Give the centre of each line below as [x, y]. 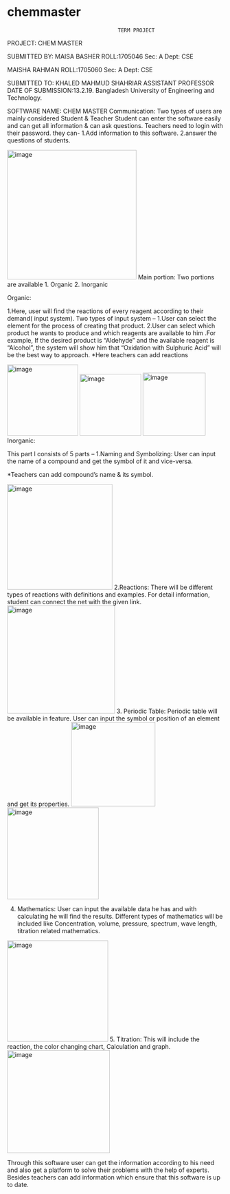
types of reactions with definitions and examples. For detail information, [109, 594]
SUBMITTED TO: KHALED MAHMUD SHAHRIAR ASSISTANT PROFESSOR [111, 83]
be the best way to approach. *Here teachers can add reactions [98, 354]
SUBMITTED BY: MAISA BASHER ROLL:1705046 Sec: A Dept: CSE [100, 56]
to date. [18, 1184]
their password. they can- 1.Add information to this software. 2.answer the [112, 133]
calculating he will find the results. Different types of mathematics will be [120, 916]
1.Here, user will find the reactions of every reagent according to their [105, 311]
